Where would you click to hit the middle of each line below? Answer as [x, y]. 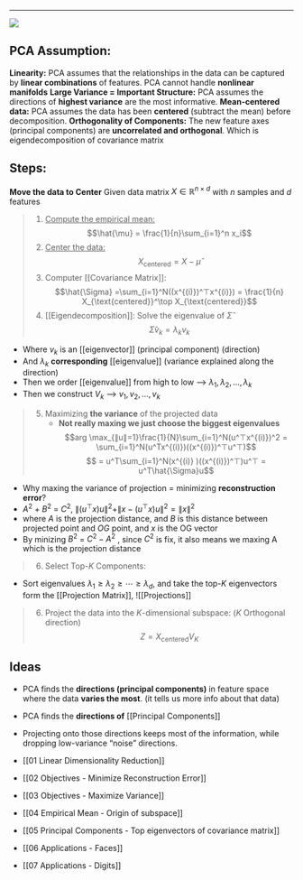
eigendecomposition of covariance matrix [87, 140]
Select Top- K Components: [95, 566]
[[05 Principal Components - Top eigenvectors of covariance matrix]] [151, 830]
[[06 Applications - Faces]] [73, 848]
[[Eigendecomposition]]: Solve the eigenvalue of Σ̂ [138, 316]
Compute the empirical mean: [100, 219]
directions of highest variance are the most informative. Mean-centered [145, 101]
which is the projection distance [82, 549]
